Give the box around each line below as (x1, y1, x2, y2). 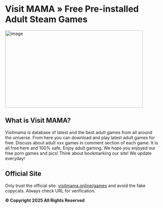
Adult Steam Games (5, 14, 88, 25)
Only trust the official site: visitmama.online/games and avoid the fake (5, 183, 146, 188)
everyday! (5, 155, 25, 161)
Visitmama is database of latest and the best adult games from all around (5, 129, 153, 135)
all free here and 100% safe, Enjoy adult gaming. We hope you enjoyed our (5, 145, 156, 151)
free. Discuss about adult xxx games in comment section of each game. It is (5, 139, 158, 145)
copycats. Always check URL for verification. (5, 187, 95, 194)
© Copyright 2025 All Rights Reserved (5, 197, 85, 203)
